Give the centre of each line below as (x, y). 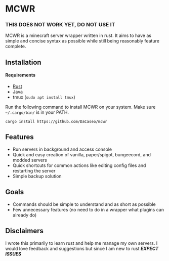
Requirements (20, 75)
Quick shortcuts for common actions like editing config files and (79, 165)
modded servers (30, 160)
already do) (25, 215)
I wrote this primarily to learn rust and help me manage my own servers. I (81, 243)
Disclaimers (25, 231)
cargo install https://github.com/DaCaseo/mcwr (56, 122)
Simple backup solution (37, 176)
